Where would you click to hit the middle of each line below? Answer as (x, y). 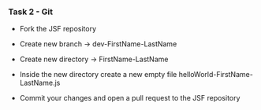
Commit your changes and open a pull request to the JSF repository (130, 98)
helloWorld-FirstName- (216, 75)
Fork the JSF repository (58, 29)
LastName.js (40, 83)
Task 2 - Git (31, 12)
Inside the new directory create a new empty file (98, 75)
